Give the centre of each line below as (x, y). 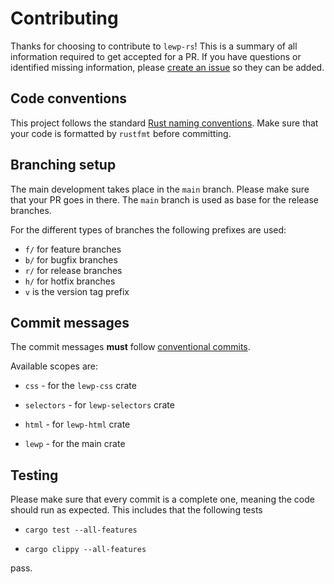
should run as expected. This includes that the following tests (136, 510)
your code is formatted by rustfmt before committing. (121, 133)
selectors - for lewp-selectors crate (99, 405)
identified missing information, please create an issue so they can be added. (167, 67)
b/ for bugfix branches (71, 259)
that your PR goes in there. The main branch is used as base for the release (164, 199)
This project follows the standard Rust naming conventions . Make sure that (164, 123)
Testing (34, 475)
